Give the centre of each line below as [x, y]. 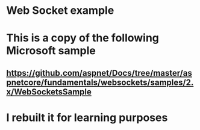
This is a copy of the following [83, 38]
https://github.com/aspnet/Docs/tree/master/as [99, 73]
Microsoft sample [51, 51]
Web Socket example [60, 11]
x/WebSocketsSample [49, 92]
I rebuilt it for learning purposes [87, 117]
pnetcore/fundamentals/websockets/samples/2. [100, 82]
